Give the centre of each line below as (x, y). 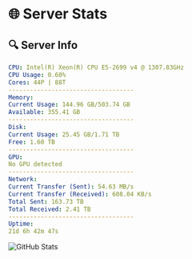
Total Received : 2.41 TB (50, 209)
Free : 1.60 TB (32, 142)
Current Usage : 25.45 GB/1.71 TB (64, 134)
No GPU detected (35, 164)
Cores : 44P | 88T (37, 82)
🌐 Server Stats (58, 14)
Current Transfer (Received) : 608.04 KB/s (80, 194)
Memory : (21, 97)
